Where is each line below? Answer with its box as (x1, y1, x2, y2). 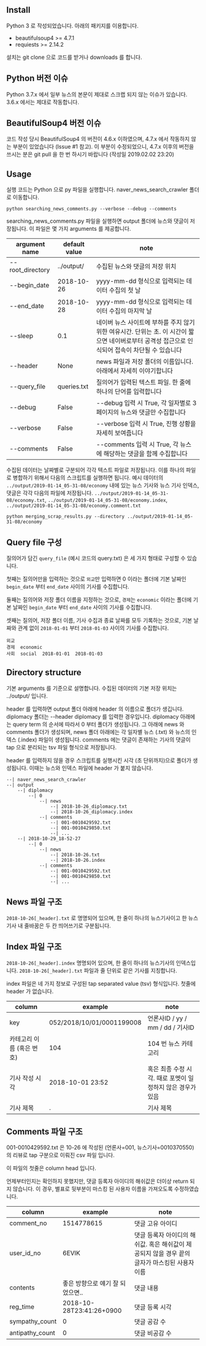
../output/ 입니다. (6, 692, 48, 699)
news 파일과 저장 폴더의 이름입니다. (96, 357, 194, 366)
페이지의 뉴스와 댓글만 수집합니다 (96, 408, 186, 417)
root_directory (9, 266, 50, 274)
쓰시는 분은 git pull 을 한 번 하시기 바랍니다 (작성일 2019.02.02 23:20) (6, 150, 175, 158)
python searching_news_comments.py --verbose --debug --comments (6, 206, 177, 212)
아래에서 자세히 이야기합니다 (96, 366, 174, 375)
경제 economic (6, 644, 43, 651)
